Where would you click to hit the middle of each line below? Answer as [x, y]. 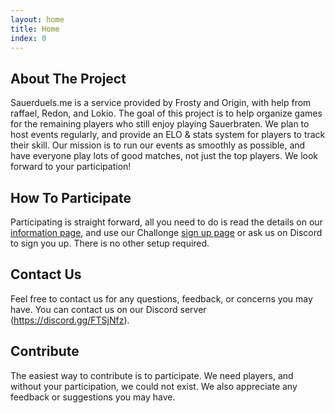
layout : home [37, 19]
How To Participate [71, 197]
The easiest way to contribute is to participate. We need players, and [152, 375]
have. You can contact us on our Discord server [108, 309]
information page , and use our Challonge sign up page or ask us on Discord [166, 232]
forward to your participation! [71, 167]
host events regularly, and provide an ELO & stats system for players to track [168, 135]
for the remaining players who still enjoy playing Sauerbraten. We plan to [160, 124]
